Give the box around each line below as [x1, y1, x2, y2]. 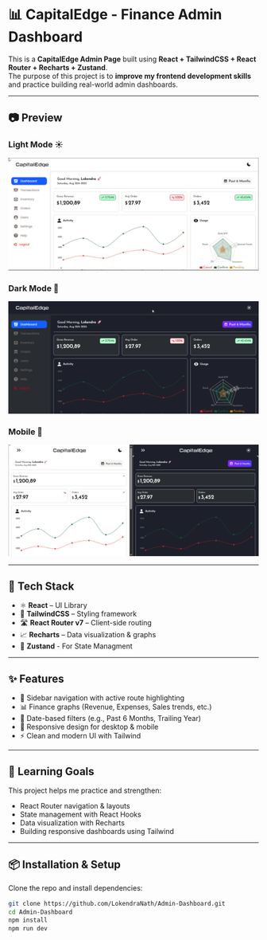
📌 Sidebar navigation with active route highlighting [19, 693, 185, 703]
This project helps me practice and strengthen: [8, 785, 161, 795]
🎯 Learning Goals [8, 765, 95, 778]
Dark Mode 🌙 [8, 283, 60, 294]
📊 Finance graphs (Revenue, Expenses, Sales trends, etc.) [19, 702, 212, 712]
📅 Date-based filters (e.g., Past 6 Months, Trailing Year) [19, 714, 201, 723]
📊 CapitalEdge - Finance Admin [8, 6, 222, 24]
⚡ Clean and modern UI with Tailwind [19, 731, 141, 741]
